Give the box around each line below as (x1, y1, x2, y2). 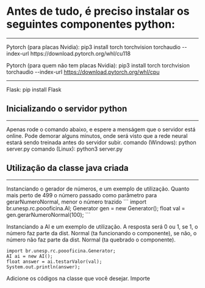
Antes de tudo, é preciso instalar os (6, 4, 190, 18)
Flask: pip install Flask (6, 86, 62, 93)
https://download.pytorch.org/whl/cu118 (30, 50, 131, 57)
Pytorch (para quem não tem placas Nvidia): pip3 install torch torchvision (6, 61, 190, 69)
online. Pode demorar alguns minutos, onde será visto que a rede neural (6, 132, 188, 139)
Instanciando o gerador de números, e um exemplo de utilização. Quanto (6, 185, 190, 192)
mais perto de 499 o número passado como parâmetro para (6, 191, 157, 199)
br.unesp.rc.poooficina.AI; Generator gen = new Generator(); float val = (6, 204, 185, 212)
